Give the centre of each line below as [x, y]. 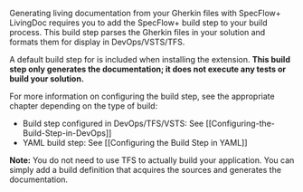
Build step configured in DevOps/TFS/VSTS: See [113, 123]
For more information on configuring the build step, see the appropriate [142, 96]
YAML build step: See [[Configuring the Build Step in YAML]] [135, 143]
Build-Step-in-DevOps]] [67, 133]
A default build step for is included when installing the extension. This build [150, 59]
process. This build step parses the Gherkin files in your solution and [137, 32]
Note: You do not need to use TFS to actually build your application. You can [152, 160]
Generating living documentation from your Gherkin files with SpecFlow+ [146, 13]
